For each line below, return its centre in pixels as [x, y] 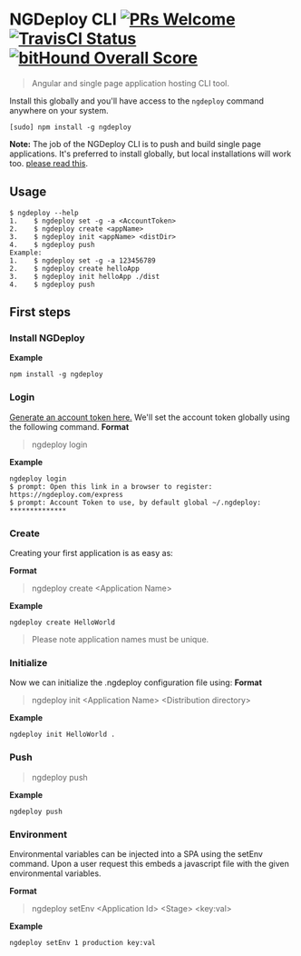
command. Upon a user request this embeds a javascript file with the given [150, 863]
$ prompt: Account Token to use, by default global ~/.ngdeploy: [135, 503]
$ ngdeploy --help [44, 213]
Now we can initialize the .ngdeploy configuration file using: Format [136, 682]
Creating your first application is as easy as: [92, 553]
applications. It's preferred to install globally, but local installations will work [150, 154]
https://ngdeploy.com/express [67, 494]
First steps [40, 312]
